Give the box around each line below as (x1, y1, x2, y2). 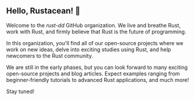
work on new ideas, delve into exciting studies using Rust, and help (6, 46, 171, 53)
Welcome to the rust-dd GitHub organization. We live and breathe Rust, (6, 21, 181, 29)
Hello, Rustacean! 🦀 (6, 6, 81, 16)
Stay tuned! (6, 87, 35, 95)
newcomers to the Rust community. (6, 52, 94, 59)
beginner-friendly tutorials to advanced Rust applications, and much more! (6, 76, 190, 83)
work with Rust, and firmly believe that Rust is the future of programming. (6, 28, 187, 35)
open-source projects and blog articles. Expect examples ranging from (6, 70, 180, 77)
